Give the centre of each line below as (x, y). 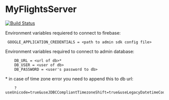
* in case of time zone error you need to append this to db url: (69, 78)
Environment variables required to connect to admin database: (70, 51)
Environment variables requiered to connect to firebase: (63, 33)
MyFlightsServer (41, 9)
